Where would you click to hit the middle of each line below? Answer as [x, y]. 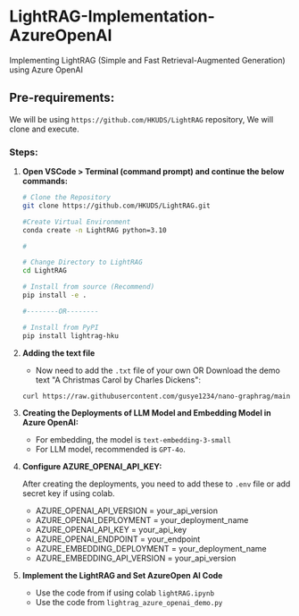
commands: [45, 181]
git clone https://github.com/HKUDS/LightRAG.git [116, 206]
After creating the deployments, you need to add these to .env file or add [156, 484]
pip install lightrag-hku [70, 336]
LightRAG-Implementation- [112, 17]
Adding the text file [58, 353]
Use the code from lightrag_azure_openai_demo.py [129, 603]
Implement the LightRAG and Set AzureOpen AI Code [122, 576]
